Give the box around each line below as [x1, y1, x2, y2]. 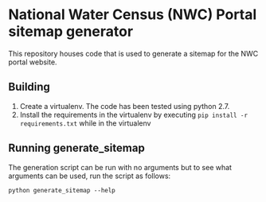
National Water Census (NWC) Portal [8, 6, 257, 24]
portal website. [8, 57, 57, 67]
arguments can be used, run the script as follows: [8, 171, 171, 181]
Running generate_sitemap [8, 142, 145, 155]
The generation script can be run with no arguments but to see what [8, 162, 233, 172]
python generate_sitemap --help [8, 186, 115, 194]
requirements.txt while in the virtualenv [19, 118, 151, 128]
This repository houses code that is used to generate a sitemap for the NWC [8, 49, 259, 58]
